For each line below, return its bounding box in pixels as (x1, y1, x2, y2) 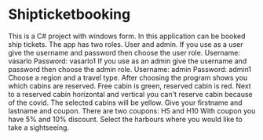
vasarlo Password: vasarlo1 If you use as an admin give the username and (8, 56, 247, 66)
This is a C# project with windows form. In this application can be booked (8, 31, 246, 41)
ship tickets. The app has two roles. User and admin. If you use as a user (8, 39, 243, 48)
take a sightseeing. (8, 123, 69, 132)
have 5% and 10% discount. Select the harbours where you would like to (8, 114, 243, 124)
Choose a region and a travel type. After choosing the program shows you (8, 73, 248, 82)
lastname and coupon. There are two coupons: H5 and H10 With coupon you (8, 106, 256, 115)
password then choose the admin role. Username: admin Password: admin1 (8, 64, 252, 74)
